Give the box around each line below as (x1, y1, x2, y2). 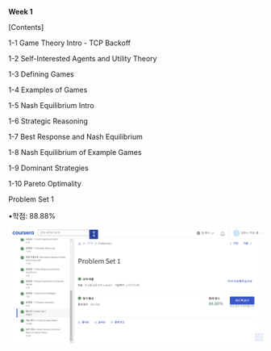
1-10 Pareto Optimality (8, 179, 82, 188)
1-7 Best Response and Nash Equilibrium (8, 132, 143, 141)
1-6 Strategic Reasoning (8, 116, 89, 126)
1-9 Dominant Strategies (8, 163, 89, 173)
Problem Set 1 (8, 194, 55, 204)
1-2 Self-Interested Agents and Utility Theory (8, 54, 157, 63)
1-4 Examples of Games (8, 85, 88, 94)
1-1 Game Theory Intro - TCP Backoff (8, 38, 131, 48)
